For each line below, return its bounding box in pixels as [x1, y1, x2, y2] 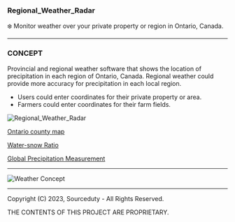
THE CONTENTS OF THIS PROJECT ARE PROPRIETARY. [7, 208, 169, 216]
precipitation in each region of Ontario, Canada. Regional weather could [7, 72, 214, 80]
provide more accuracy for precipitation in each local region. [7, 79, 182, 87]
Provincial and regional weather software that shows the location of [7, 64, 201, 73]
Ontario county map [7, 127, 65, 135]
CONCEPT [7, 48, 43, 58]
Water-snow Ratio [7, 140, 59, 149]
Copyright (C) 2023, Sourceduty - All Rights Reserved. [7, 194, 164, 202]
